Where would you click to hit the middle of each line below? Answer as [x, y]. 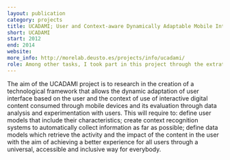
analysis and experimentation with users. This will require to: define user [109, 113]
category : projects [35, 20]
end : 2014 [21, 45]
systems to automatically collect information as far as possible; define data [113, 127]
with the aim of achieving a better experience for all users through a [103, 142]
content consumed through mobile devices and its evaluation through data [112, 105]
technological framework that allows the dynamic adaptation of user [103, 91]
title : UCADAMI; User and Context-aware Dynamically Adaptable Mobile [110, 26]
